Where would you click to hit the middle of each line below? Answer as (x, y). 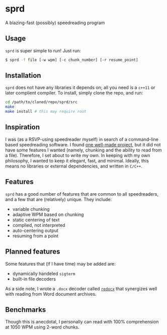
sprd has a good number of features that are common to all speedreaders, (82, 194)
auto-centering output (35, 230)
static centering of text (36, 220)
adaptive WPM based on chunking (48, 214)
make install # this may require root (46, 112)
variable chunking (31, 209)
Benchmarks (26, 310)
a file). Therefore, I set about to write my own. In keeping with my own (78, 155)
